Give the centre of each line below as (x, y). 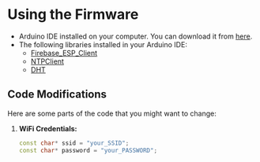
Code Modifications (57, 95)
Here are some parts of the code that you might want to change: (112, 113)
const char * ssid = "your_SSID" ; (74, 143)
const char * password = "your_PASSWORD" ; (88, 150)
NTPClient (47, 61)
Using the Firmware (73, 15)
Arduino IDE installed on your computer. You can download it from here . (136, 36)
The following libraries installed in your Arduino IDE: (103, 44)
